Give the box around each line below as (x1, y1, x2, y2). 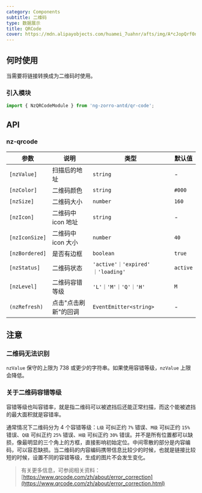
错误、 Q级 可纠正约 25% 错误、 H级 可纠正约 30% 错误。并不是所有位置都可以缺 (6, 431, 194, 438)
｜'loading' (93, 268, 126, 275)
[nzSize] (9, 198, 34, 205)
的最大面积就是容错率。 (6, 410, 64, 418)
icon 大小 (52, 238, 78, 246)
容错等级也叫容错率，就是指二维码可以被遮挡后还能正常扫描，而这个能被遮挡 (6, 403, 196, 410)
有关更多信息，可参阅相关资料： (20, 466, 100, 474)
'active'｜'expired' (93, 260, 150, 268)
